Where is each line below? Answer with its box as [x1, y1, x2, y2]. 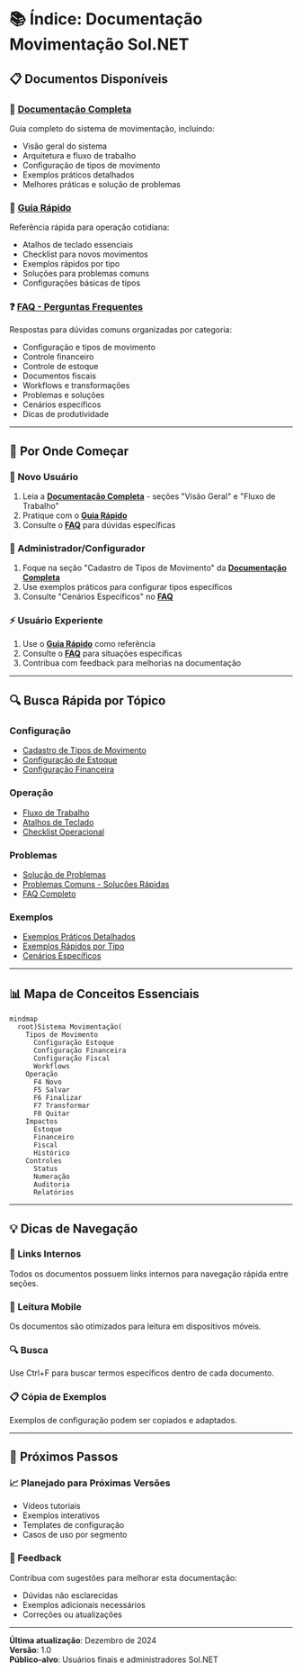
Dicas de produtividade [22, 409, 110, 420]
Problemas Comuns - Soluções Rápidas [22, 879, 170, 890]
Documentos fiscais [22, 370, 97, 381]
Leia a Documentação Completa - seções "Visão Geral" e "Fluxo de [22, 491, 276, 502]
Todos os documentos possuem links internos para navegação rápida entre [9, 1268, 289, 1279]
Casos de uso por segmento [22, 1530, 128, 1540]
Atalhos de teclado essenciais [22, 240, 133, 250]
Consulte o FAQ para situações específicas [22, 648, 182, 659]
